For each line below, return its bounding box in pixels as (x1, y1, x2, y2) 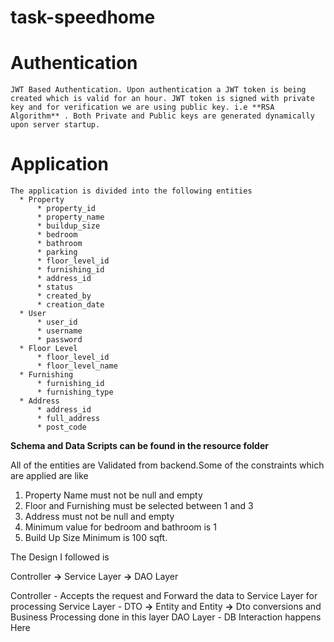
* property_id (36, 204, 97, 214)
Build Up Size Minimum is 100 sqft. (24, 532, 168, 544)
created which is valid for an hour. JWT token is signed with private (10, 94, 315, 104)
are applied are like (10, 470, 89, 482)
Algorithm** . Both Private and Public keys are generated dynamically (10, 111, 315, 121)
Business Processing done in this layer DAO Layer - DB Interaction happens (10, 611, 322, 623)
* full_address (36, 414, 101, 424)
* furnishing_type (36, 387, 114, 398)
